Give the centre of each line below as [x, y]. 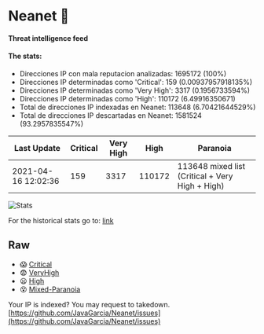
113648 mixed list [211, 166]
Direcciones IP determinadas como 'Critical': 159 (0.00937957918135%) [136, 82]
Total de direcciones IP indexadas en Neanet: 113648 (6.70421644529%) [137, 107]
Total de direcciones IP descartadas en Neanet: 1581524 [110, 115]
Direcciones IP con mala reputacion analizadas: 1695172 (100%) [123, 73]
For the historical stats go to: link [61, 220]
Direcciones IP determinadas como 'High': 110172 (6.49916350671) [127, 98]
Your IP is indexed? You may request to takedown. [89, 304]
